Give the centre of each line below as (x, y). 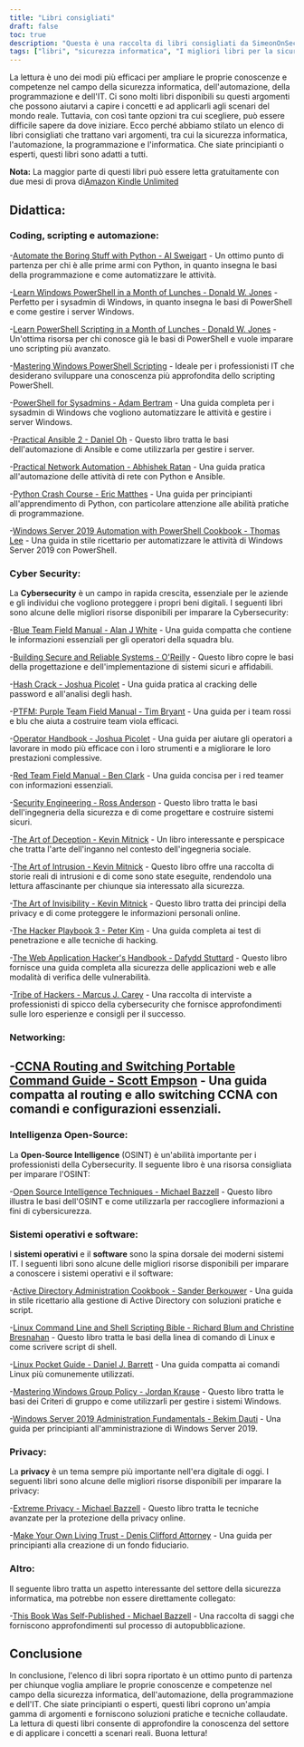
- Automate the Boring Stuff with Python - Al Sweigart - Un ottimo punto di (147, 256)
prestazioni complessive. (56, 758)
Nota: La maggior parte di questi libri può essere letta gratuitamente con (144, 172)
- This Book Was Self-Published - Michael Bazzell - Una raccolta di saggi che (152, 1616)
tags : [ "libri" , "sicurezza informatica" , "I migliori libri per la (141, 52)
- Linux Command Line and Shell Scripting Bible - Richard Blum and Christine (152, 1327)
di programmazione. (47, 513)
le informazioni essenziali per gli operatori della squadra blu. (122, 640)
